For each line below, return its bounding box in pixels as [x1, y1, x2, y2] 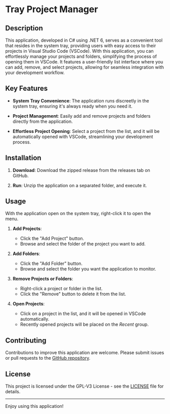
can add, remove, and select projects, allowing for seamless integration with [5, 64, 164, 70]
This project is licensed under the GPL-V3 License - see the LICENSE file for [5, 383, 164, 389]
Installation [5, 154, 41, 162]
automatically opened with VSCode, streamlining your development [12, 133, 153, 140]
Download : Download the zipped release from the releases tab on [12, 167, 150, 173]
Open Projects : [12, 301, 45, 307]
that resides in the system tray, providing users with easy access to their [5, 43, 156, 49]
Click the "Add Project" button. [20, 235, 84, 241]
